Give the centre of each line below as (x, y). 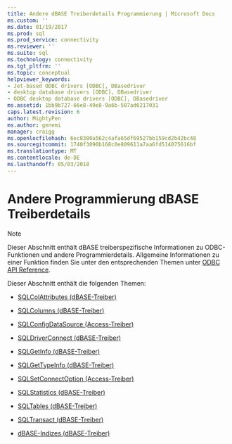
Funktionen (24, 255)
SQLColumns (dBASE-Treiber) (61, 310)
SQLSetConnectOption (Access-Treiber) (76, 379)
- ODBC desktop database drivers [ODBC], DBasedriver (88, 99)
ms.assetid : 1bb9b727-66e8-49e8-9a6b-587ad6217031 (83, 106)
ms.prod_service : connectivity (53, 40)
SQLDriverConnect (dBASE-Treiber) (69, 338)
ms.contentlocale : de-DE (44, 158)
